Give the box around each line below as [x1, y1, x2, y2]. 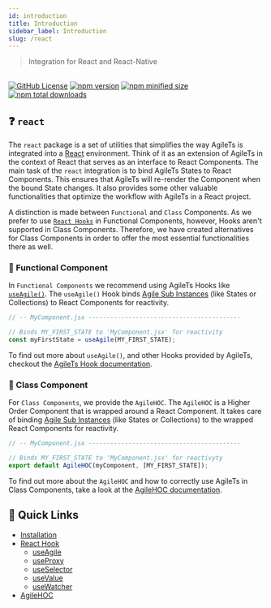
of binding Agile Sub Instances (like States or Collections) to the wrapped [8, 415, 254, 425]
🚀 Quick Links [8, 508, 79, 522]
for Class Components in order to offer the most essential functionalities [8, 233, 250, 244]
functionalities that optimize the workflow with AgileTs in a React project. [8, 192, 252, 201]
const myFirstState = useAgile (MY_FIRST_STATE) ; [8, 336, 176, 344]
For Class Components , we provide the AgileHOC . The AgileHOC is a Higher [8, 398, 251, 407]
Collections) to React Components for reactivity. [8, 298, 170, 308]
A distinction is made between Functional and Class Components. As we [8, 208, 252, 218]
